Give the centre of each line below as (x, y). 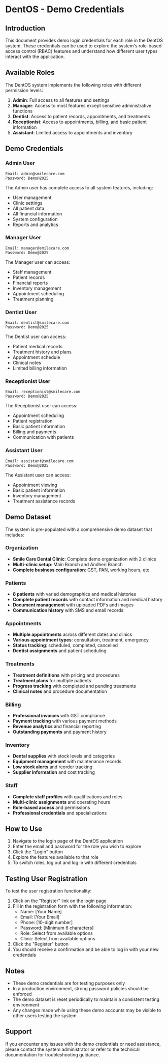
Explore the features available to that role (56, 857)
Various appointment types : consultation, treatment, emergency (80, 640)
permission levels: (24, 90)
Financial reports (30, 283)
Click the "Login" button (38, 852)
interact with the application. (35, 57)
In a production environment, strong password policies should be (80, 989)
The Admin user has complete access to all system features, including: (79, 187)
